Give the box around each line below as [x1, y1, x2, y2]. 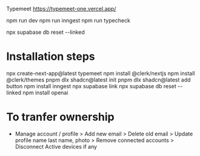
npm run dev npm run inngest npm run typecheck [6, 17, 130, 24]
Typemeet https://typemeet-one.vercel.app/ [6, 5, 116, 12]
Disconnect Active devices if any [15, 143, 98, 150]
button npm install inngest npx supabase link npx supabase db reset [6, 82, 177, 89]
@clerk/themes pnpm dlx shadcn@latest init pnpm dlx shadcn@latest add [6, 76, 191, 83]
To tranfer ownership [6, 110, 115, 124]
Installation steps [6, 50, 95, 63]
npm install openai [22, 89, 68, 96]
